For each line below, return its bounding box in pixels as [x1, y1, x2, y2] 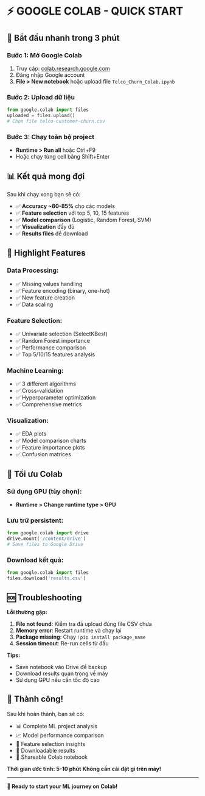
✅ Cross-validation [15, 387, 63, 395]
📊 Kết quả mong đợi [7, 171, 85, 182]
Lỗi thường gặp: [7, 608, 47, 615]
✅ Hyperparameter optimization [15, 394, 96, 401]
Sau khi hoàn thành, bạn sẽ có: [7, 710, 85, 717]
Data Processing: [7, 266, 59, 274]
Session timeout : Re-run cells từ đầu [15, 639, 109, 647]
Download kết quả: [7, 556, 64, 564]
